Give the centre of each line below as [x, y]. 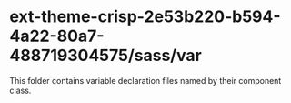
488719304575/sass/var [105, 56]
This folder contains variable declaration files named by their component [145, 80]
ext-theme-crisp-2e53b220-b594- [145, 17]
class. [20, 90]
